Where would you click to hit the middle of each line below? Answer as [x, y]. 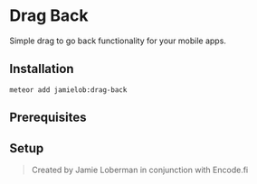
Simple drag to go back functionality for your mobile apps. [118, 41]
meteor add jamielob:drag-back [68, 90]
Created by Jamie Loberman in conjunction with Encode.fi [140, 170]
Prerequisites [48, 118]
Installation [42, 69]
